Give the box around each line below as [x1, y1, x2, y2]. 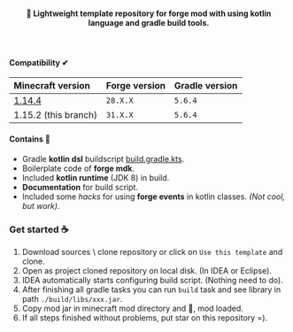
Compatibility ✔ [9, 57, 69, 67]
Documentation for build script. [21, 181, 139, 192]
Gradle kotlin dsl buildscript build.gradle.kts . [21, 153, 185, 164]
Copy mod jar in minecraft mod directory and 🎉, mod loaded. [21, 303, 243, 313]
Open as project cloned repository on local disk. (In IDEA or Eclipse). [21, 265, 273, 275]
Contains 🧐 [9, 134, 50, 144]
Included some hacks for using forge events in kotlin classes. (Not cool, [21, 191, 286, 202]
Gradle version [173, 80, 238, 92]
